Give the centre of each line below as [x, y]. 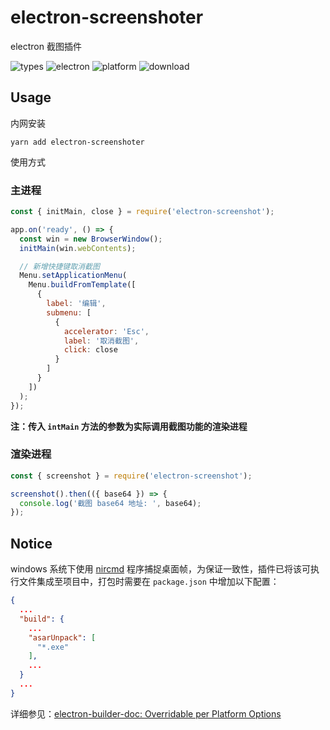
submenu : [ [69, 312]
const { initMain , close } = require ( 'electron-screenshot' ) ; [142, 212]
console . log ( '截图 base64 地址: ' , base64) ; [110, 503]
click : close [90, 350]
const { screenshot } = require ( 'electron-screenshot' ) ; [131, 476]
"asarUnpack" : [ [62, 637]
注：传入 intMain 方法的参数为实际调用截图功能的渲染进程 [129, 426]
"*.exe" [53, 647]
